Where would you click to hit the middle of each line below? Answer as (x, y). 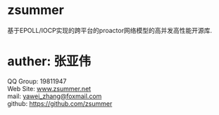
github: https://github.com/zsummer (60, 103)
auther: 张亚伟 (49, 61)
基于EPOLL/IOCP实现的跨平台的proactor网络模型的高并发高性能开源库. (110, 30)
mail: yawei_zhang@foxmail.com (55, 96)
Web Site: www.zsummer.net (49, 88)
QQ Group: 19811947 (37, 81)
